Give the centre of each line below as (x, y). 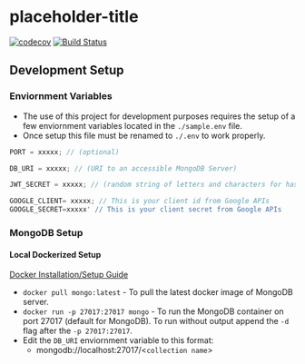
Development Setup (67, 70)
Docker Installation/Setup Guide (69, 275)
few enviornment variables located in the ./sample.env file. (132, 125)
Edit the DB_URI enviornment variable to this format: (118, 340)
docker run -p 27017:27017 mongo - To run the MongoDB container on (153, 311)
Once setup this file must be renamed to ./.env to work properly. (144, 135)
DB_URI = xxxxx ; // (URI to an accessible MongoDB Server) (123, 168)
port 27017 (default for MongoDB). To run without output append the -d (156, 321)
